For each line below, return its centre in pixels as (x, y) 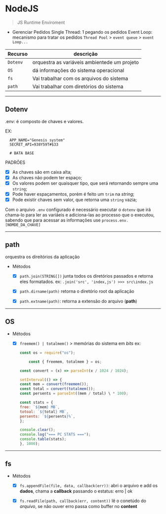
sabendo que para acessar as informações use (53, 220)
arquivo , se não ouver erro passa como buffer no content (78, 506)
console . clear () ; (38, 430)
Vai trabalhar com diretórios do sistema (78, 86)
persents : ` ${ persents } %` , (47, 416)
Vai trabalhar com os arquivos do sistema (80, 78)
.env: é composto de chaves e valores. (44, 121)
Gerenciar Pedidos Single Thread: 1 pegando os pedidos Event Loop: (82, 32)
